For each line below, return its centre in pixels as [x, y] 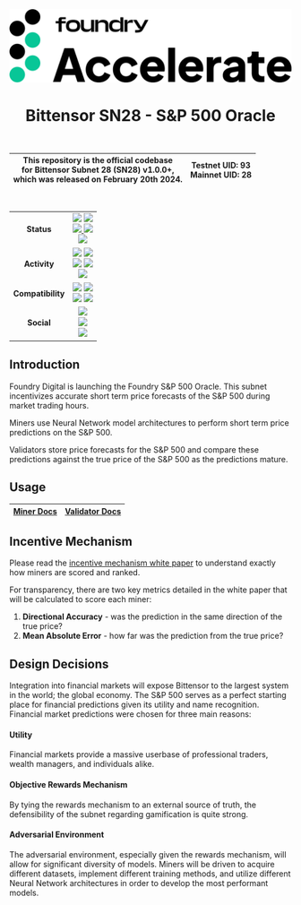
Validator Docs [93, 511]
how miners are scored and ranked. [75, 573]
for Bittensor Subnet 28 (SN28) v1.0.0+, [98, 170]
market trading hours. [49, 405]
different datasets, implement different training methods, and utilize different [150, 874]
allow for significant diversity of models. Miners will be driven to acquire [142, 864]
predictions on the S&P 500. [61, 432]
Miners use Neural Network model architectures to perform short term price [149, 422]
